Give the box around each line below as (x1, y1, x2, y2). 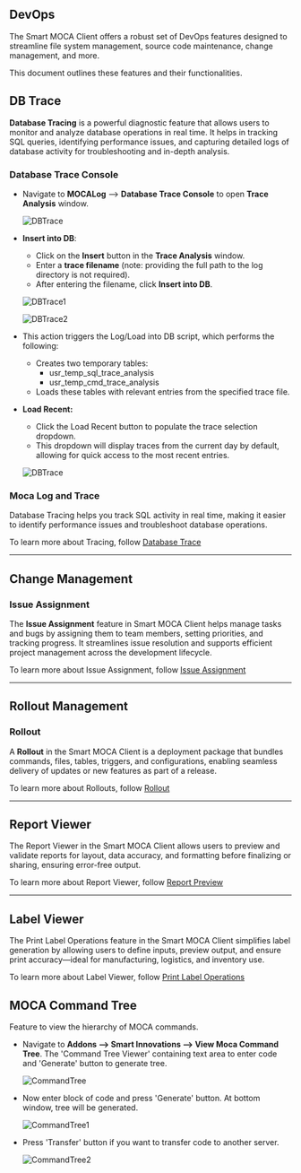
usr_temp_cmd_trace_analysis (48, 377, 159, 387)
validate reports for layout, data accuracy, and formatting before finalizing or (9, 850, 292, 861)
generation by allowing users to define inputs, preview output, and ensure (9, 945, 282, 956)
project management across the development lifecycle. (9, 647, 212, 657)
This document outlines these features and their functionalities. (9, 67, 243, 78)
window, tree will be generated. (21, 1102, 139, 1113)
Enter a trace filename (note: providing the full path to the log (35, 259, 263, 270)
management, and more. (9, 49, 100, 61)
